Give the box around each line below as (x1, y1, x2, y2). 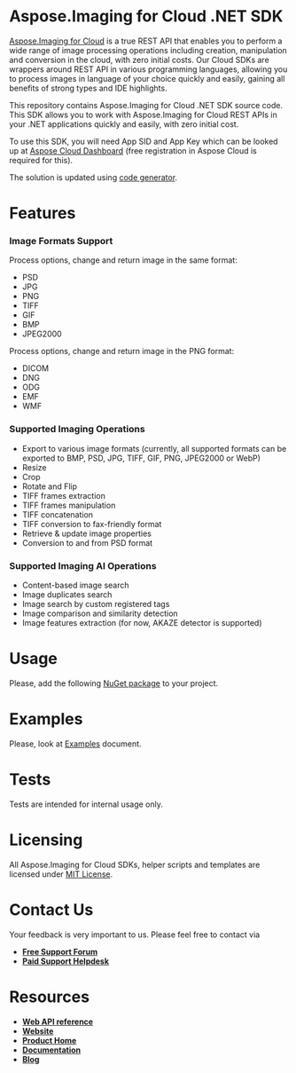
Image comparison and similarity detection (21, 608, 179, 619)
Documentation (21, 1045, 82, 1055)
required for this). (9, 154, 74, 165)
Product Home (21, 1035, 77, 1045)
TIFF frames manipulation (21, 500, 116, 510)
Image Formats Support (9, 235, 113, 248)
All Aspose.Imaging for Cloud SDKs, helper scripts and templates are (9, 859, 261, 870)
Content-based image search (21, 580, 130, 591)
